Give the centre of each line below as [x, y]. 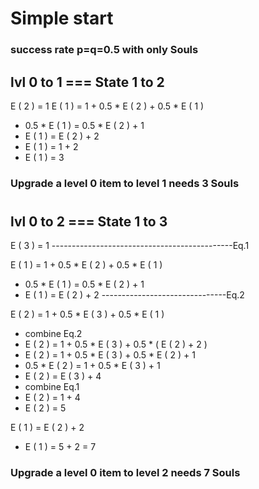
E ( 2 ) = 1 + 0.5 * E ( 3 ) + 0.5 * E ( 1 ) [87, 314]
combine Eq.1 [52, 387]
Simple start [62, 18]
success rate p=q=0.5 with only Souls [104, 50]
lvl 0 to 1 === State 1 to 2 [87, 82]
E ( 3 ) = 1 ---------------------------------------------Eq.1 [130, 246]
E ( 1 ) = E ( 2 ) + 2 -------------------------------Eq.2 [134, 295]
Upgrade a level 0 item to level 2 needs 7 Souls [125, 473]
